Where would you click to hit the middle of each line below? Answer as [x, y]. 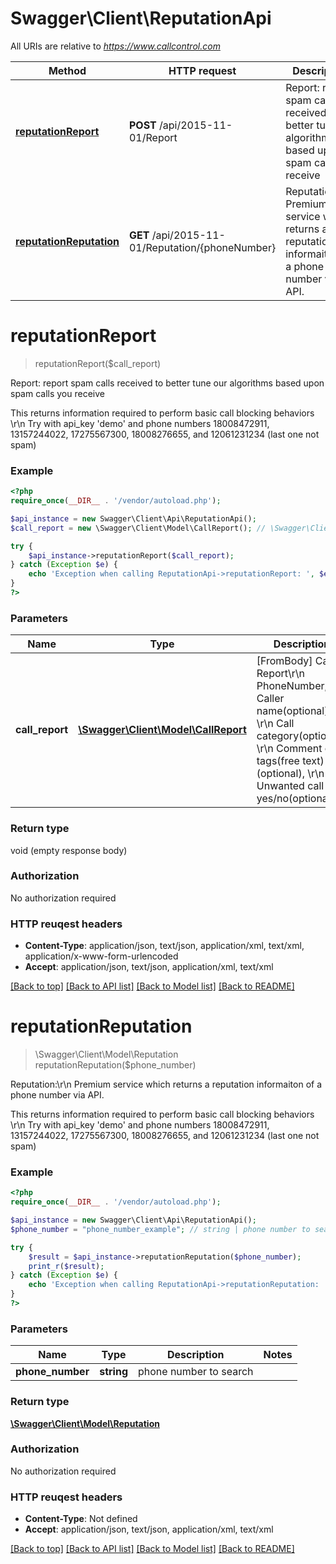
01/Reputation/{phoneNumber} [202, 247]
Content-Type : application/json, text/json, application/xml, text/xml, [164, 946]
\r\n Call [275, 724]
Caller [270, 699]
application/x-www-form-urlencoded [101, 956]
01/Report [153, 137]
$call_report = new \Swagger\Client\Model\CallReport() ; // [138, 528]
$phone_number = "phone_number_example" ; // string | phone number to [160, 1229]
